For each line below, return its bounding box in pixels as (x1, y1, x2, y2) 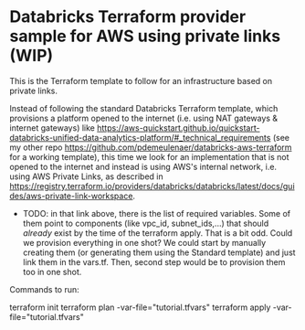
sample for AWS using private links (9, 26, 281, 47)
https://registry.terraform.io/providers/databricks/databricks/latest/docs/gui (9, 180, 295, 191)
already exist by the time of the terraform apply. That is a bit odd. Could (22, 227, 293, 239)
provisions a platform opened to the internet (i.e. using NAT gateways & (9, 112, 279, 123)
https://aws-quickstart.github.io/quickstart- (97, 122, 260, 133)
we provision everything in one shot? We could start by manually (22, 237, 267, 248)
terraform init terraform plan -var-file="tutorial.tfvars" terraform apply (9, 302, 271, 313)
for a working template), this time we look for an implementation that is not (9, 151, 289, 162)
